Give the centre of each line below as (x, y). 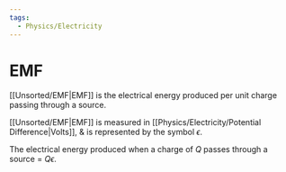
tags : (19, 18)
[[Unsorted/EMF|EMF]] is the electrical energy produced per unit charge (143, 95)
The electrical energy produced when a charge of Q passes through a (139, 149)
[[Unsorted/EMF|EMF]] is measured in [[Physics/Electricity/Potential (135, 122)
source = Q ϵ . (33, 159)
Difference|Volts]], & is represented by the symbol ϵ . (106, 132)
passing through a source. (58, 105)
